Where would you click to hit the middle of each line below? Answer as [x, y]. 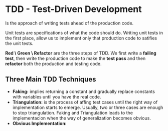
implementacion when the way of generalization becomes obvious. [82, 118]
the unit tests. [19, 43]
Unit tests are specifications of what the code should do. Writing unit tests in [84, 32]
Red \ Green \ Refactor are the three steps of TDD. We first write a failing [81, 53]
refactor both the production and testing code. [53, 63]
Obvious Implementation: [39, 123]
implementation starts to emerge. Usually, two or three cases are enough [88, 107]
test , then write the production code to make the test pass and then [75, 58]
